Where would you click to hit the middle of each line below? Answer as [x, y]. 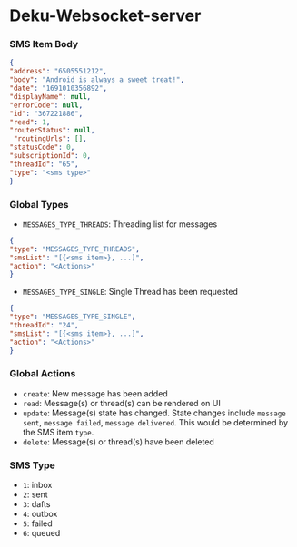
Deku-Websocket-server [105, 16]
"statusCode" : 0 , [42, 147]
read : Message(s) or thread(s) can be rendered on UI [121, 403]
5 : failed [37, 523]
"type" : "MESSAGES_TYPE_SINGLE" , [73, 317]
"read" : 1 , [30, 122]
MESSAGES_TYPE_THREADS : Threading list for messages [120, 224]
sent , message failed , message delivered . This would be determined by [155, 422]
